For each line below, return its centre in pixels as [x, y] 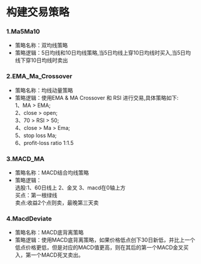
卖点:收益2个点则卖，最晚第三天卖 [57, 203]
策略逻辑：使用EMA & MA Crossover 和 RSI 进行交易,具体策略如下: [97, 97]
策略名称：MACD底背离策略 [49, 233]
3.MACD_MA [25, 159]
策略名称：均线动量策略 [44, 90]
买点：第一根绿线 [36, 195]
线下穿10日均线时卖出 [41, 60]
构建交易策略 [38, 12]
